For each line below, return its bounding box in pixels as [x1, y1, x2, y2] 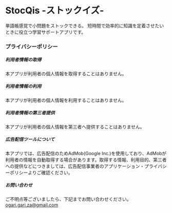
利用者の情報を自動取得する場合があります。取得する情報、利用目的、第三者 [5, 157, 167, 163]
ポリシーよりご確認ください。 [9, 169, 73, 176]
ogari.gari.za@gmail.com [5, 202, 59, 208]
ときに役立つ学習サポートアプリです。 [5, 29, 86, 35]
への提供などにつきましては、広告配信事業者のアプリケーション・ [5, 163, 145, 169]
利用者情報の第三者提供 [5, 110, 55, 116]
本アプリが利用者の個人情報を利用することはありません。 [5, 97, 127, 103]
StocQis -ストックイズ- [5, 5, 104, 16]
